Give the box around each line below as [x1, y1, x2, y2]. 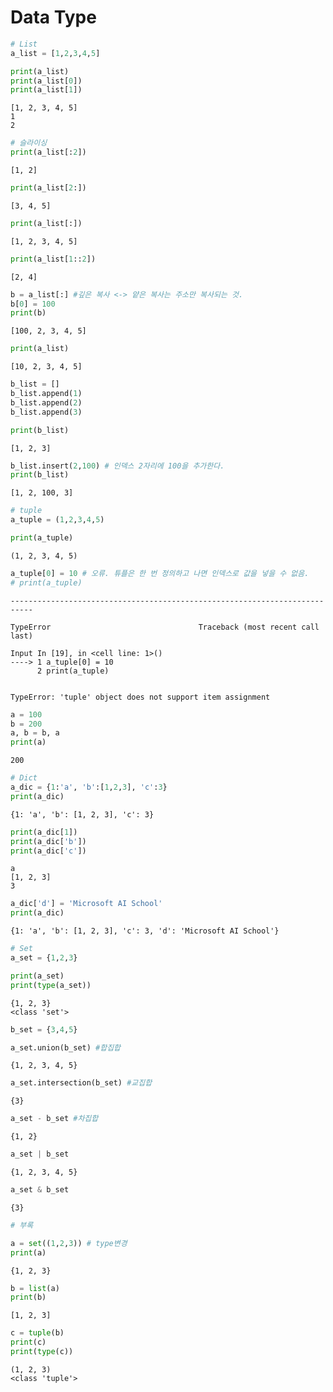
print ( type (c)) [10, 1347, 74, 1357]
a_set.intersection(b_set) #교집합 [10, 1078, 153, 1088]
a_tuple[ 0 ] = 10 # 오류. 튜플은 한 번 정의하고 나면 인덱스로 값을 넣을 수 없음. [10, 568, 310, 578]
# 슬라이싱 [10, 138, 48, 148]
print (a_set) [10, 971, 65, 981]
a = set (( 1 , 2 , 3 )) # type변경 [10, 1238, 128, 1248]
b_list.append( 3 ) [10, 407, 83, 417]
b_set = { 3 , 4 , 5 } [10, 1024, 78, 1035]
